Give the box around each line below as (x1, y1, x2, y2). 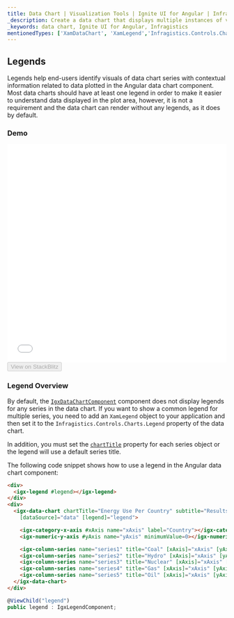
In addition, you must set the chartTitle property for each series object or (7, 440, 221, 448)
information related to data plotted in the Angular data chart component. (7, 82, 214, 90)
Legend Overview (7, 381, 68, 391)
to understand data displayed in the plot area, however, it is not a (7, 96, 193, 105)
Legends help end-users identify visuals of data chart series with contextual (7, 74, 226, 82)
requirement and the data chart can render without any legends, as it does (7, 104, 221, 112)
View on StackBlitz (10, 363, 59, 371)
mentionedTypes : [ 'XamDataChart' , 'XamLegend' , (7, 29, 148, 37)
